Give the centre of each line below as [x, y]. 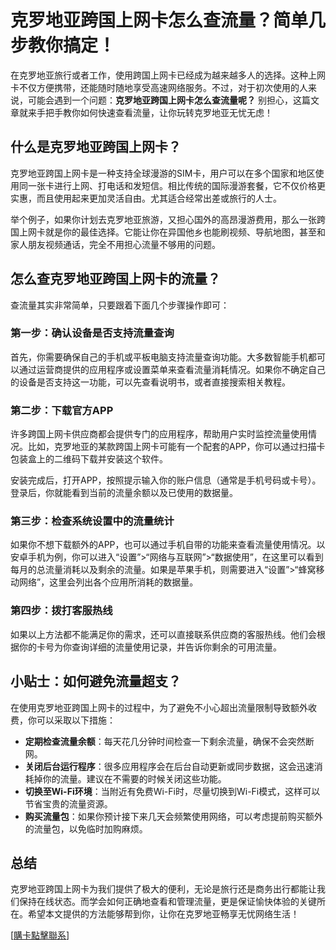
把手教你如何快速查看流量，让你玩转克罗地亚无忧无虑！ [158, 112]
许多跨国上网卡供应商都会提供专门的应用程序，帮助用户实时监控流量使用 [159, 434]
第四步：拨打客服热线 [61, 611]
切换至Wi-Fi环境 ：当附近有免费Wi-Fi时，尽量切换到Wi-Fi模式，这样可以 [172, 791]
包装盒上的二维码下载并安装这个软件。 [89, 459]
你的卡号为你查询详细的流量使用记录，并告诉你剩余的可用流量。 [150, 647]
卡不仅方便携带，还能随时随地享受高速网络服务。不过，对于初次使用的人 [159, 87]
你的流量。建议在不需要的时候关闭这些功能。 [134, 778]
